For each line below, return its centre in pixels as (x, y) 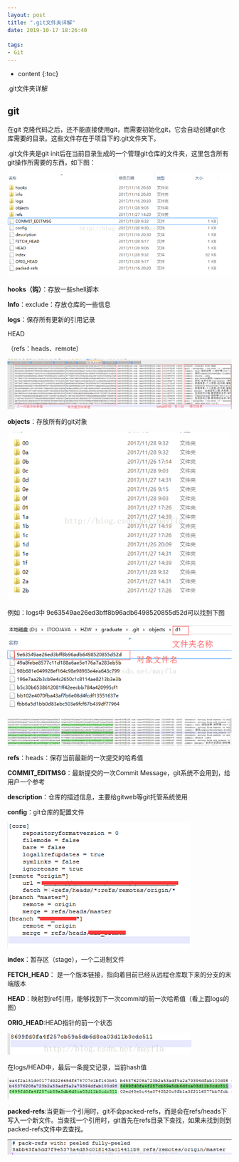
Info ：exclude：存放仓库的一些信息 (59, 304)
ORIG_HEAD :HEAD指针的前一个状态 (60, 1023)
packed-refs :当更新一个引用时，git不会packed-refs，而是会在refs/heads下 (117, 1111)
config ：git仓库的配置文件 (46, 812)
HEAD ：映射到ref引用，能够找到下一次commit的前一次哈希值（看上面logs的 (118, 999)
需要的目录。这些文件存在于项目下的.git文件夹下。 (86, 138)
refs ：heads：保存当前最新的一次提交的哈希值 (75, 758)
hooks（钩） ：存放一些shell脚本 (53, 289)
